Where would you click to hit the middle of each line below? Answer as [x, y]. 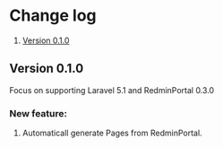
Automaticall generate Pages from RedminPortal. [112, 133]
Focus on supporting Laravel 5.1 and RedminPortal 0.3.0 [112, 90]
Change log [53, 16]
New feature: [38, 113]
